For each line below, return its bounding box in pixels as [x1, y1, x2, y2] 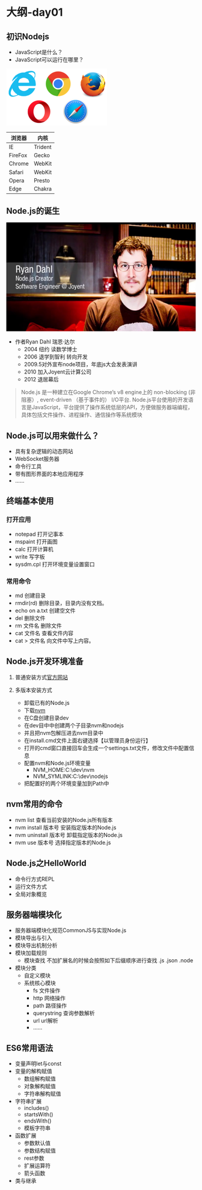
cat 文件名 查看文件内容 [14, 630, 74, 637]
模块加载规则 [14, 950, 47, 957]
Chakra [34, 185, 52, 192]
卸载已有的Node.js [23, 699, 70, 706]
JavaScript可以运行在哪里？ [14, 56, 84, 63]
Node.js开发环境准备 [6, 656, 84, 666]
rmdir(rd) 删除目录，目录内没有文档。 [14, 600, 108, 607]
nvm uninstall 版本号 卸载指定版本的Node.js [14, 831, 123, 838]
